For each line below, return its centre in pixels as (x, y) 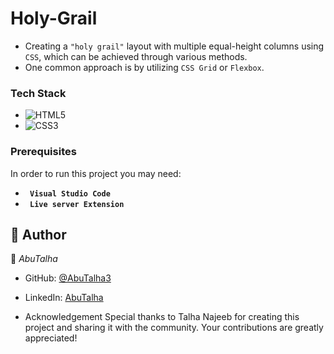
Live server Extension (77, 204)
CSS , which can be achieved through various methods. (136, 56)
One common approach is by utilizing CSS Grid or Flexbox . (144, 67)
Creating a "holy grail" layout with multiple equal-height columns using (174, 46)
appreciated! (51, 338)
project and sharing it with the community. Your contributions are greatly (174, 328)
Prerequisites (43, 152)
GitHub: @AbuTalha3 (68, 278)
